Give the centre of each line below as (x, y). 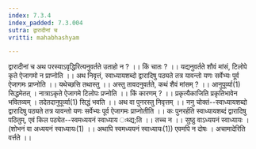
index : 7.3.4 (30, 15)
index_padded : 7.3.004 (46, 23)
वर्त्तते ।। (20, 138)
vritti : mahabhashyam (44, 37)
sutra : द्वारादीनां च (33, 30)
